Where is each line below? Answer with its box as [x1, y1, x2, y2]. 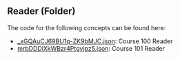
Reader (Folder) [7, 5, 76, 17]
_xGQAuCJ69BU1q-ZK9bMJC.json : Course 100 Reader [17, 37, 174, 45]
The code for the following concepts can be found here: [7, 23, 166, 32]
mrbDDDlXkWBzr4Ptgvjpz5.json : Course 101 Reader [17, 44, 166, 52]
